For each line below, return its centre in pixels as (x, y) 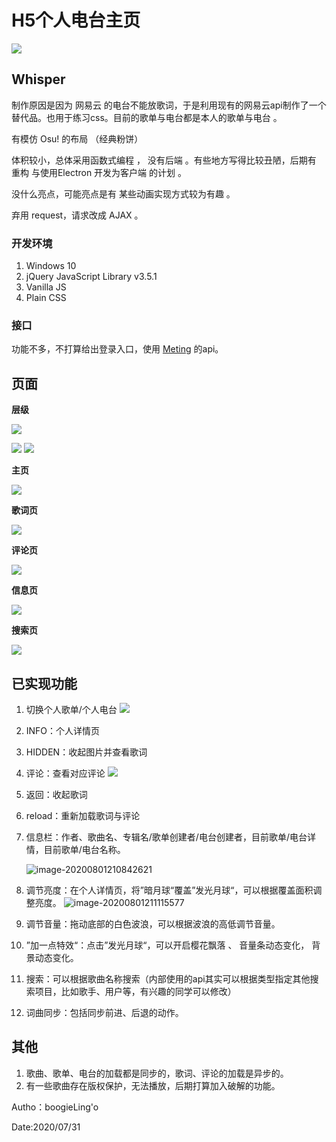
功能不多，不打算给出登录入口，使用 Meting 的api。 (117, 349)
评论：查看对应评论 (65, 773)
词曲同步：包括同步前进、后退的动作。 (104, 1012)
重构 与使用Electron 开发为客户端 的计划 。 (99, 172)
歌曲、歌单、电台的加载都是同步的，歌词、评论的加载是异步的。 (157, 1073)
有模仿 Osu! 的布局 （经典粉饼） (77, 138)
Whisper (38, 79)
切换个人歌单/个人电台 (71, 709)
